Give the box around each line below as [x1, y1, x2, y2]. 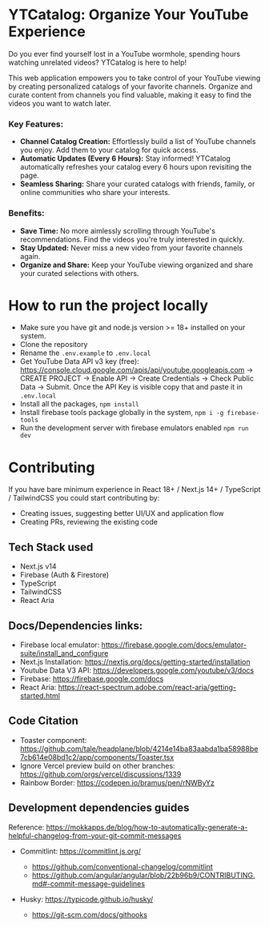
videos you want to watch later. [8, 98, 112, 108]
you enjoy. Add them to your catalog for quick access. [19, 146, 199, 155]
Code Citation [8, 714, 78, 728]
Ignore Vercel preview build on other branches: [19, 761, 175, 770]
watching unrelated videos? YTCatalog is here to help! [8, 58, 187, 67]
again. [19, 251, 41, 261]
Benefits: [8, 208, 46, 219]
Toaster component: [19, 735, 87, 745]
